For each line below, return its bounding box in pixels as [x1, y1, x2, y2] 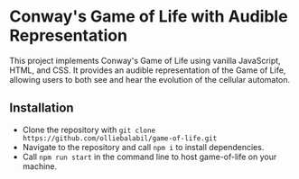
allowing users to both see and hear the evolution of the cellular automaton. [9, 74, 291, 85]
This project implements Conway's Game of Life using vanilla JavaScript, [9, 55, 282, 66]
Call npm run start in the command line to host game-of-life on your [22, 151, 277, 162]
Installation [9, 101, 74, 116]
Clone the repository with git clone [22, 124, 156, 135]
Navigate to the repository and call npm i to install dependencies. [22, 141, 265, 152]
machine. [22, 160, 58, 172]
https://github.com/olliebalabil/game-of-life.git [22, 133, 218, 143]
